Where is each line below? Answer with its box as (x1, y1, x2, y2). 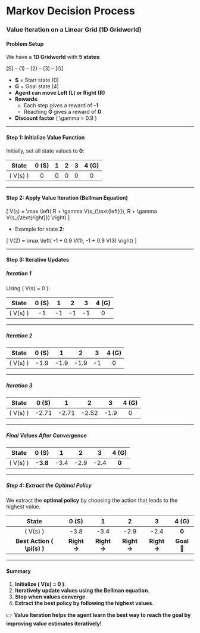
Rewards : (14, 95, 39, 103)
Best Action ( (15, 537, 54, 545)
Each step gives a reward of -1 (23, 102, 99, 109)
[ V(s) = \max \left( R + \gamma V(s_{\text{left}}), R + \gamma (6, 207, 157, 215)
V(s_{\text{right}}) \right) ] (6, 213, 70, 221)
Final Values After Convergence (6, 432, 87, 439)
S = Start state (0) (14, 76, 60, 84)
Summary (6, 567, 31, 575)
